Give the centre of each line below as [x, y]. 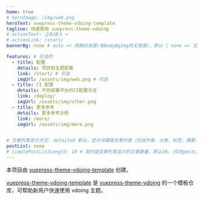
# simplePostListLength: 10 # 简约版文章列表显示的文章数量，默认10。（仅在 [95, 152]
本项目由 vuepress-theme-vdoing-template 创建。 [69, 170]
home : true [20, 12]
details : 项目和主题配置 [46, 68]
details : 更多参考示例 [43, 113]
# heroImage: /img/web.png [40, 18]
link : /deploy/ [36, 96]
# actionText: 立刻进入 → [37, 35]
